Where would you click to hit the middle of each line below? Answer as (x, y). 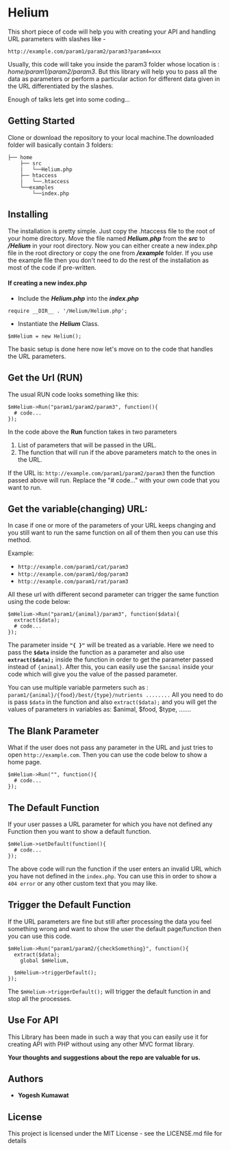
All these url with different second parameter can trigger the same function (113, 594)
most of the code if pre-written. (52, 267)
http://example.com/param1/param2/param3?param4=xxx (85, 51)
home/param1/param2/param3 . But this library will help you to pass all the (113, 71)
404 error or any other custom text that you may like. (83, 884)
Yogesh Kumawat (43, 1095)
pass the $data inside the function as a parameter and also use (96, 653)
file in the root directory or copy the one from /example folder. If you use (111, 253)
